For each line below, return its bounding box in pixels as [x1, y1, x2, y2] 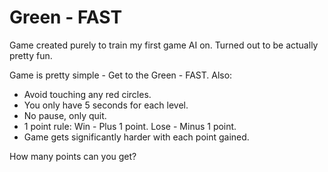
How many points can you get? [9, 150, 137, 162]
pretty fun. [9, 49, 53, 61]
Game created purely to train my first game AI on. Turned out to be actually [9, 39, 319, 51]
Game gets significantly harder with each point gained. [23, 131, 250, 143]
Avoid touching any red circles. [23, 88, 152, 100]
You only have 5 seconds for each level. [23, 99, 189, 111]
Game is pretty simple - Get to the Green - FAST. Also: [9, 69, 233, 81]
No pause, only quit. [23, 109, 107, 121]
